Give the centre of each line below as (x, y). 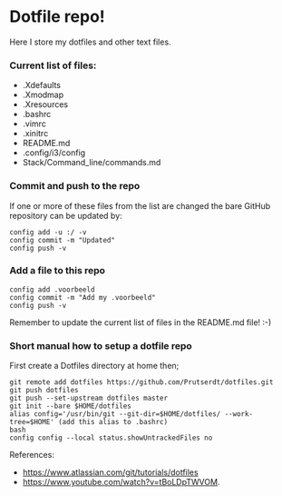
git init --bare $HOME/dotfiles (70, 406)
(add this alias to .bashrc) (113, 422)
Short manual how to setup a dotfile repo (101, 345)
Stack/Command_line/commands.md (92, 163)
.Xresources (45, 104)
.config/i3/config (54, 153)
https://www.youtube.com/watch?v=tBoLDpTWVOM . (121, 482)
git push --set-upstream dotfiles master (89, 398)
